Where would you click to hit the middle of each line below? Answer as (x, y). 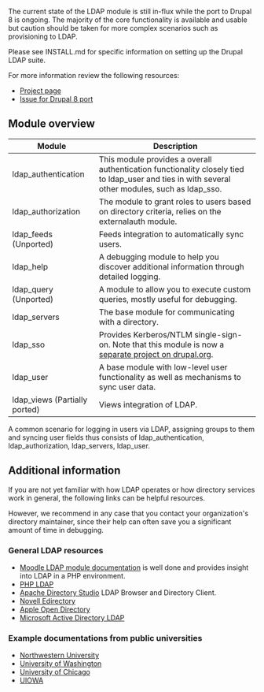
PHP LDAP (37, 584)
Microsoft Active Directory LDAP (72, 617)
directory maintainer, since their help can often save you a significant (120, 521)
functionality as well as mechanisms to (170, 377)
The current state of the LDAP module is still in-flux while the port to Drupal (130, 11)
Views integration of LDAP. (148, 404)
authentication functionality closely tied (172, 169)
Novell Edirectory (48, 601)
